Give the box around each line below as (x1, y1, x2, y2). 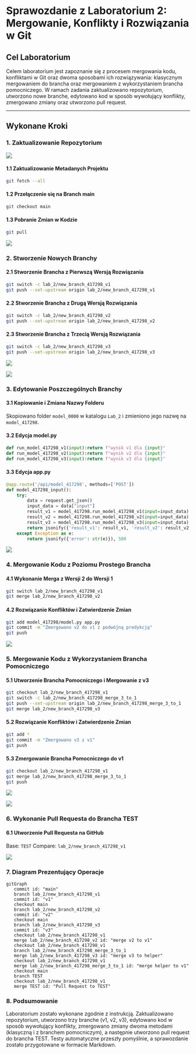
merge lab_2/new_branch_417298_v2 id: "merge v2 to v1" (13, 937, 153, 943)
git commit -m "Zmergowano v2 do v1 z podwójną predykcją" (6, 625, 153, 631)
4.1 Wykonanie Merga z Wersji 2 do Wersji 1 (6, 575, 113, 582)
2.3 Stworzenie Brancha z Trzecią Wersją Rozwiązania (6, 330, 141, 337)
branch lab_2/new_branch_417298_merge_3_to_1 (13, 948, 127, 953)
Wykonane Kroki (6, 121, 68, 131)
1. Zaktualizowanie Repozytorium (6, 139, 102, 147)
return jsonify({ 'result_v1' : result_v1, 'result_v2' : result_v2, (27, 525, 192, 531)
